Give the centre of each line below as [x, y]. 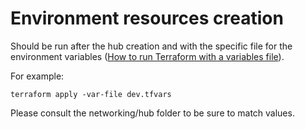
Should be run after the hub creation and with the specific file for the [151, 46]
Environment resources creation [147, 18]
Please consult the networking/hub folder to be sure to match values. [152, 113]
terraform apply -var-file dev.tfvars [91, 94]
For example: [37, 76]
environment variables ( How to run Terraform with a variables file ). [147, 56]
